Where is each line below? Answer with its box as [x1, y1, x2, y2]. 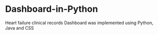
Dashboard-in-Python [5, 3, 98, 15]
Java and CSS [5, 25, 34, 31]
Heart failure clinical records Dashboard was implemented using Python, [5, 20, 154, 26]
